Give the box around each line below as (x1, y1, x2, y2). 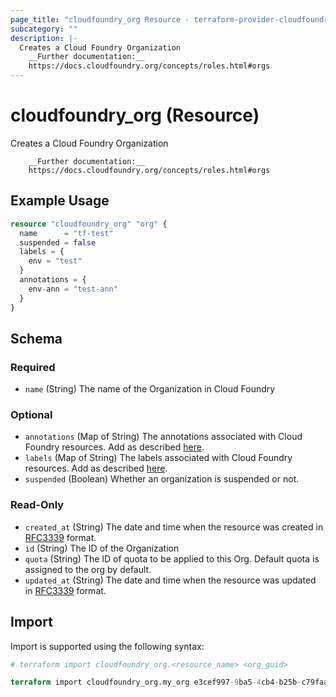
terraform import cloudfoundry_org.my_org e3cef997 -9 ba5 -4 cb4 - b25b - (10, 677, 302, 688)
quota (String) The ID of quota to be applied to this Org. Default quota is (24, 552, 320, 565)
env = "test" (28, 256, 83, 266)
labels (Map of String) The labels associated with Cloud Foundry (24, 452, 293, 464)
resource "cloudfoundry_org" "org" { (10, 219, 168, 229)
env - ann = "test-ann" (28, 284, 118, 294)
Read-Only (10, 498, 65, 512)
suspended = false (19, 237, 97, 248)
